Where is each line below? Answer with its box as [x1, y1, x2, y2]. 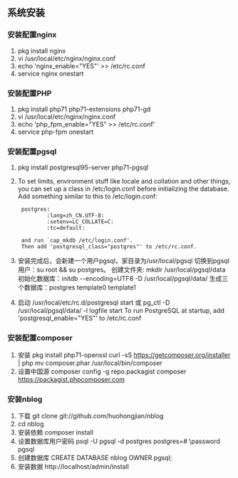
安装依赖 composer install [17, 427, 94, 436]
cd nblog [17, 419, 44, 428]
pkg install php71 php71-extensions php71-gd [17, 105, 151, 113]
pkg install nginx [17, 46, 66, 55]
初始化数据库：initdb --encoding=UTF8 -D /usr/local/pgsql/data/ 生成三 [17, 275, 229, 283]
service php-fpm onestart [17, 127, 94, 136]
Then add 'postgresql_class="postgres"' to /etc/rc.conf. [21, 243, 197, 250]
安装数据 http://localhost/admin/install [17, 462, 130, 471]
